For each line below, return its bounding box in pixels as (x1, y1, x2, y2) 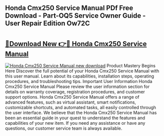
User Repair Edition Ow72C (5, 19, 90, 27)
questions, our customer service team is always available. (5, 125, 123, 131)
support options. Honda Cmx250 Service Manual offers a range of (5, 94, 139, 100)
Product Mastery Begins (106, 63, 156, 68)
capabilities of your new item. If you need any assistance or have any (5, 120, 145, 126)
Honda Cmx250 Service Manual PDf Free (5, 4, 133, 12)
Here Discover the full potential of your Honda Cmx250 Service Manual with (5, 68, 159, 74)
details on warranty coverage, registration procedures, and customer (5, 89, 145, 95)
